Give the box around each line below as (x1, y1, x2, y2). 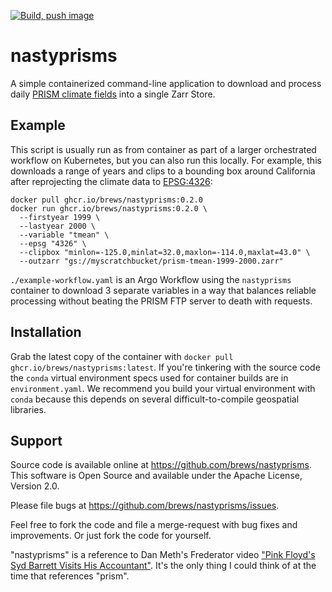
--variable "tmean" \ (19, 230, 110, 240)
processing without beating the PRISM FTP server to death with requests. (10, 295, 313, 307)
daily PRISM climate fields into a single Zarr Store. (10, 88, 216, 100)
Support (10, 432, 63, 449)
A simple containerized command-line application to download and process (10, 77, 322, 89)
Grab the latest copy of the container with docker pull (10, 350, 234, 362)
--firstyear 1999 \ (19, 212, 101, 222)
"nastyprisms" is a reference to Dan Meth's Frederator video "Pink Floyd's (10, 549, 316, 561)
